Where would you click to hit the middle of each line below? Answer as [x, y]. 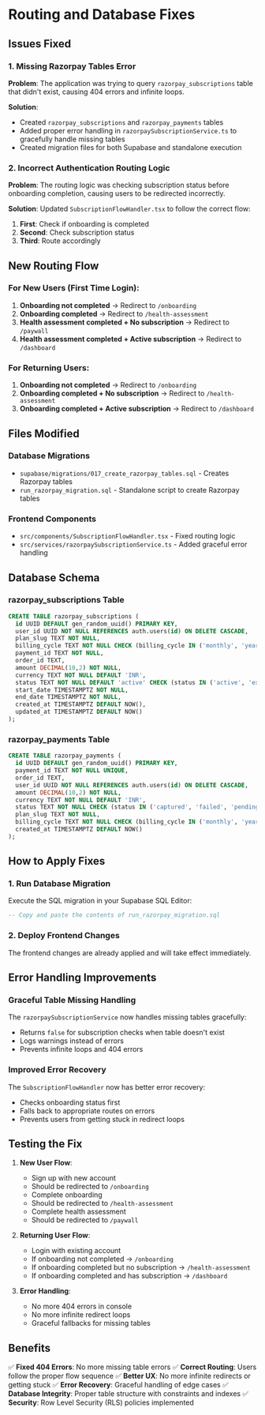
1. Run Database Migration [60, 884]
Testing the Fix [45, 1144]
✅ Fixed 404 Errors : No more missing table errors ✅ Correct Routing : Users [132, 1367]
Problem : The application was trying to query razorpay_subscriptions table [131, 83]
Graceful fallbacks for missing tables [91, 1323]
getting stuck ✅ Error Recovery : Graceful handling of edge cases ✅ [118, 1385]
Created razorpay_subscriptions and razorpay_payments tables [121, 122]
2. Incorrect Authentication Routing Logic [89, 167]
